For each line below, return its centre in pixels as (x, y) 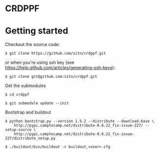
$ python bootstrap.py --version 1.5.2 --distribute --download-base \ (79, 121)
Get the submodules (25, 86)
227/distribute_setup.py (30, 138)
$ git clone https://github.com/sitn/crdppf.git (56, 54)
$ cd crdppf (17, 95)
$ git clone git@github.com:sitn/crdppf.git (51, 77)
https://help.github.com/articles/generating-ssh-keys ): (60, 68)
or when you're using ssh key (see (40, 63)
